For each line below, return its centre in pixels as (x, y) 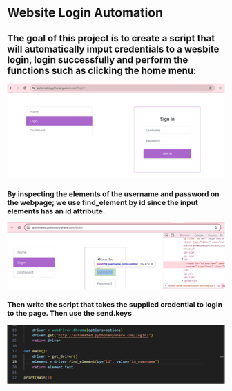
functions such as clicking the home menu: (102, 70)
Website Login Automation (85, 13)
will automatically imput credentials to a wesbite (113, 49)
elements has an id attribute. (56, 211)
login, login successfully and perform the (98, 60)
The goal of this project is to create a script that (111, 38)
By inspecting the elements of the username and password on (113, 193)
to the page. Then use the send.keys (70, 314)
